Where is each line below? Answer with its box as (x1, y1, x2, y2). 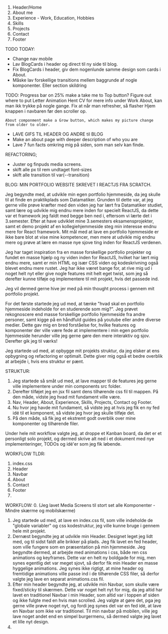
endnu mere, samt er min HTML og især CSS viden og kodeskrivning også (5, 260, 159, 266)
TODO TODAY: (5, 46, 35, 52)
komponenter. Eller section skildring (12, 82, 87, 88)
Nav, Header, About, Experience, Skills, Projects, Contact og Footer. (12, 399, 152, 405)
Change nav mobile (12, 56, 53, 62)
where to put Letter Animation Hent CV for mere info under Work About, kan (5, 97, 162, 103)
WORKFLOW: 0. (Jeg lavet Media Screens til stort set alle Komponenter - (5, 502, 155, 508)
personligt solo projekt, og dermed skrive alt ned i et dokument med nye (5, 436, 154, 442)
